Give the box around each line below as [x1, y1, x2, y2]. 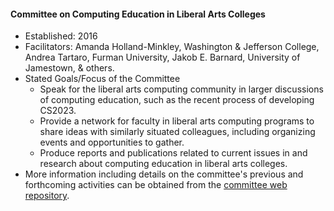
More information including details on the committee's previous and [24, 168, 304, 180]
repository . [24, 190, 70, 202]
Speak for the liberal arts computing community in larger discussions [39, 83, 324, 95]
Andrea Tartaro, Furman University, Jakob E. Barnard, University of [24, 51, 301, 64]
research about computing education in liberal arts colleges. [39, 158, 288, 170]
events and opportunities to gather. [39, 136, 185, 149]
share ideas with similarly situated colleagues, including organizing [39, 126, 316, 138]
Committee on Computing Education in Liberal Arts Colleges [10, 8, 266, 20]
